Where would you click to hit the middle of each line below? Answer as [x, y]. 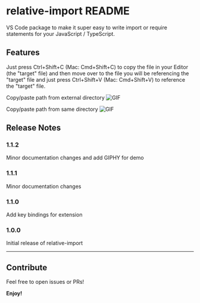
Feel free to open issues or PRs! [45, 282]
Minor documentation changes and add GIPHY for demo [75, 158]
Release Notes [34, 128]
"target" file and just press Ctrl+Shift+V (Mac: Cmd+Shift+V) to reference [96, 79]
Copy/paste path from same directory [52, 109]
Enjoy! [14, 293]
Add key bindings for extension [44, 215]
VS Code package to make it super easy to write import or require [87, 27]
